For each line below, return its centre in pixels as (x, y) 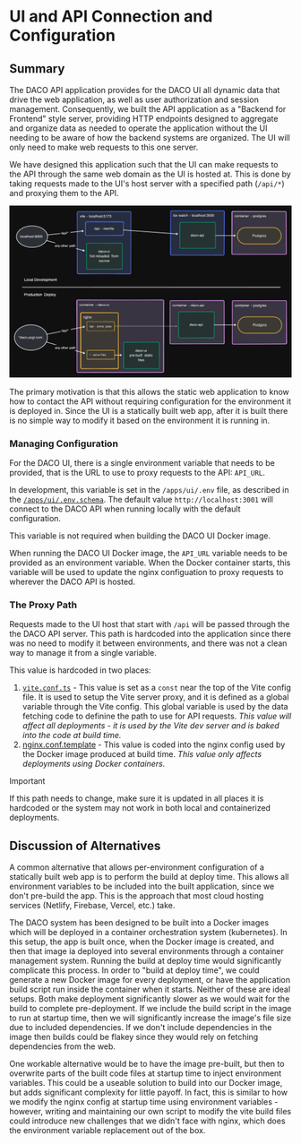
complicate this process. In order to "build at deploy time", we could (134, 970)
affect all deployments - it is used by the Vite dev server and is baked (150, 726)
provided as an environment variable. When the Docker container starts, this (150, 563)
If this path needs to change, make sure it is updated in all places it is (137, 798)
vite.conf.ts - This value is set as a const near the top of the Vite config (156, 688)
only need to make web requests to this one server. (104, 147)
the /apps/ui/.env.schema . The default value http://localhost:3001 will (141, 499)
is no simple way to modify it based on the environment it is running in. (140, 420)
